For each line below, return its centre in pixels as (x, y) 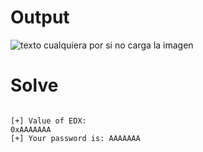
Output (40, 17)
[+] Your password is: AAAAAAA (75, 138)
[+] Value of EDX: (48, 121)
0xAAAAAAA (31, 129)
